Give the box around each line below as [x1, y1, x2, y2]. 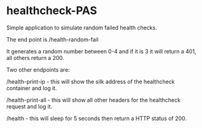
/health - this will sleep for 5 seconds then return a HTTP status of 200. [6, 115, 187, 122]
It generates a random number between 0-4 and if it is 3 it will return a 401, [6, 47, 196, 55]
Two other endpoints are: [6, 66, 70, 73]
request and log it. [6, 102, 53, 110]
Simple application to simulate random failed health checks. [6, 24, 158, 31]
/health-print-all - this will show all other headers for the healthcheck [6, 96, 181, 104]
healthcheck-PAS [6, 4, 97, 18]
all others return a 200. [6, 54, 64, 61]
